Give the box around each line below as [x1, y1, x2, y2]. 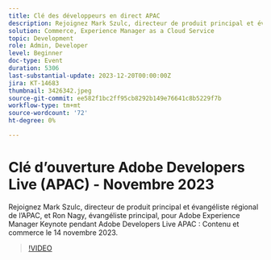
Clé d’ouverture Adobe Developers [8, 159, 246, 177]
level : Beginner [8, 49, 63, 57]
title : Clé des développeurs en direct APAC [8, 11, 161, 20]
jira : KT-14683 [8, 79, 60, 87]
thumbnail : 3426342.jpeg [8, 86, 92, 95]
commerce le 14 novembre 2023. [8, 227, 119, 237]
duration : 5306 [8, 64, 60, 72]
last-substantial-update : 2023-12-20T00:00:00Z [8, 72, 172, 80]
